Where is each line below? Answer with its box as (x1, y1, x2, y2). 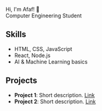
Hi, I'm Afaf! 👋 (5, 6, 40, 13)
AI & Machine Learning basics (14, 58, 88, 65)
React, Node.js (14, 52, 51, 59)
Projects (5, 76, 38, 86)
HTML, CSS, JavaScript (14, 45, 73, 52)
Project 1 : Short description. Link (14, 91, 95, 98)
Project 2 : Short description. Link (14, 98, 96, 105)
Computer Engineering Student (5, 12, 82, 19)
